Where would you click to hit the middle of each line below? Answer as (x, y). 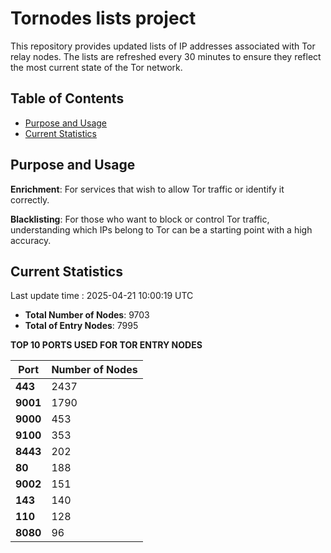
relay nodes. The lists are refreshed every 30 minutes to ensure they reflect (166, 56)
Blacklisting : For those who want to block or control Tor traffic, (140, 219)
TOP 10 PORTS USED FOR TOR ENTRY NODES (106, 345)
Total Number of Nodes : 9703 (87, 315)
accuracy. (31, 240)
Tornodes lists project (103, 18)
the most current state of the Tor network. (96, 67)
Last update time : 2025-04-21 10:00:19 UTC (102, 296)
